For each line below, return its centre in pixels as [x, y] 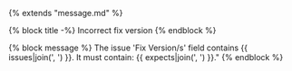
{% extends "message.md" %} [66, 13]
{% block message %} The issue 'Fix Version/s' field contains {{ [128, 48]
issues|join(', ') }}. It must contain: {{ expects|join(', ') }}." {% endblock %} [146, 57]
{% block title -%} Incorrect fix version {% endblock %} [112, 30]
